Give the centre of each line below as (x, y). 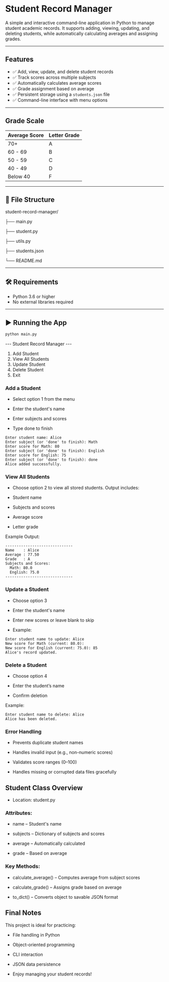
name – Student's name (37, 824)
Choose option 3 (30, 601)
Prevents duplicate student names (48, 743)
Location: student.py (34, 800)
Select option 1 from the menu (44, 399)
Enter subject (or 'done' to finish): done (52, 460)
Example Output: (23, 537)
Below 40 (19, 176)
